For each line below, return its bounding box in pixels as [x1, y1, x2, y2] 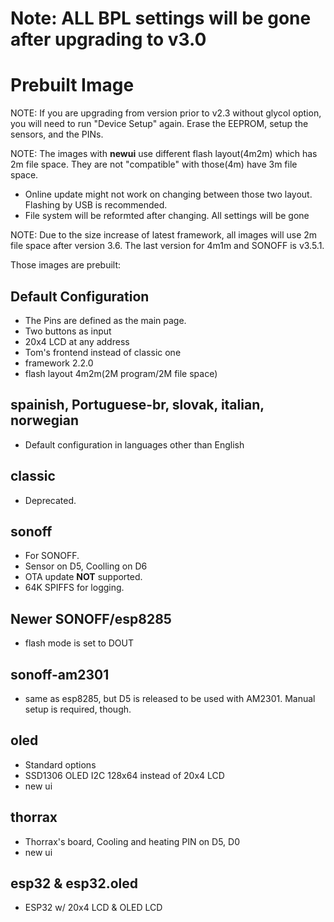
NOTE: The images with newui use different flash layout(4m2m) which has [10, 148, 318, 160]
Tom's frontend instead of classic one [24, 346, 182, 358]
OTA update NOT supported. [24, 571, 143, 583]
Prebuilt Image [10, 74, 135, 97]
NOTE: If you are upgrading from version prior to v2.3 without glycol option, [10, 107, 322, 119]
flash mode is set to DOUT [24, 637, 134, 649]
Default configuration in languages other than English [24, 438, 245, 451]
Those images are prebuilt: [10, 259, 122, 271]
